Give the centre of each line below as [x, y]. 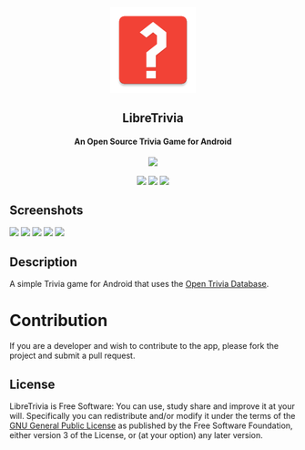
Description [43, 262]
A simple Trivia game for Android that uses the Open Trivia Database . [139, 284]
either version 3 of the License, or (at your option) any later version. [137, 435]
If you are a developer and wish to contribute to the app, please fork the [144, 346]
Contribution [59, 321]
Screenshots [46, 210]
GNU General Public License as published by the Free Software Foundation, [151, 425]
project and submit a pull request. [72, 356]
